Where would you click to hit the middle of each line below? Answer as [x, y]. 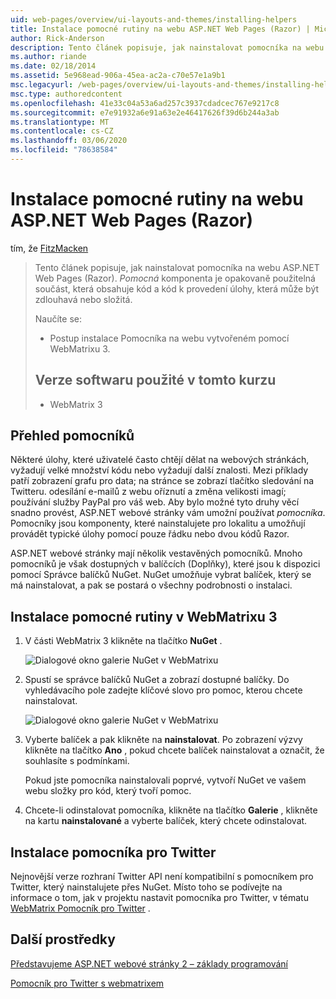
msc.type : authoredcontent [66, 94]
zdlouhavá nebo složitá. [83, 299]
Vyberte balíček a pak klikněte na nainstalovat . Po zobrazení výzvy [163, 740]
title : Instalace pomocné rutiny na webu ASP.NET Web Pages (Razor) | [160, 29]
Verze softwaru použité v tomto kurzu [155, 380]
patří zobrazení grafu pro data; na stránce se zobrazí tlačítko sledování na [162, 481]
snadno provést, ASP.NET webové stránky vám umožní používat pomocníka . [168, 513]
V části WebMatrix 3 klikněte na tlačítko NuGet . [123, 641]
